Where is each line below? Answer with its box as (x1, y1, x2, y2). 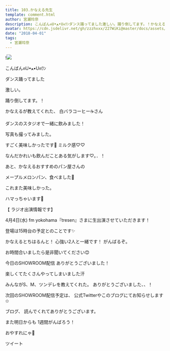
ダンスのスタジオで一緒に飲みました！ (5, 120, 85, 126)
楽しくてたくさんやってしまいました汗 (5, 271, 85, 277)
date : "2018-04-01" (5, 31, 47, 36)
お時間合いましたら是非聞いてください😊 (5, 249, 90, 255)
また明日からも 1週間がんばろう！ (5, 319, 75, 325)
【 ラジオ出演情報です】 (5, 206, 56, 212)
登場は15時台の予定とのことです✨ (5, 228, 75, 234)
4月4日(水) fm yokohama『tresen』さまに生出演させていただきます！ (5, 217, 150, 223)
